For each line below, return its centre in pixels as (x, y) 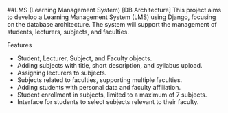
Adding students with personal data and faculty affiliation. (99, 87)
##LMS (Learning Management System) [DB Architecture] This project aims (114, 10)
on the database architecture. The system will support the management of (112, 24)
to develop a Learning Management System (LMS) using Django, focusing (112, 17)
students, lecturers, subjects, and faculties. (68, 32)
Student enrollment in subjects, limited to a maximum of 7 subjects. (112, 95)
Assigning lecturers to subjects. (62, 73)
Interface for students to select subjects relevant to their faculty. (108, 102)
